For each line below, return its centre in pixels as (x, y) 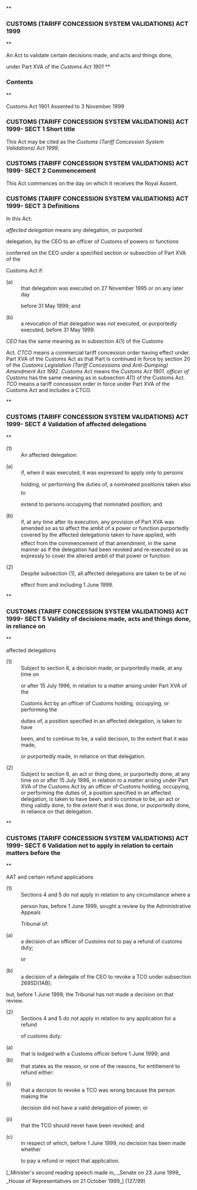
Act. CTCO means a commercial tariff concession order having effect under (98, 353)
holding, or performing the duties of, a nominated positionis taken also (106, 484)
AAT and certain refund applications (50, 877)
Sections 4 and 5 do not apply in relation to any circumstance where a (106, 895)
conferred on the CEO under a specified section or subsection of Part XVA (96, 253)
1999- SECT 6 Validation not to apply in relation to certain (90, 846)
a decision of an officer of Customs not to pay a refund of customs (101, 942)
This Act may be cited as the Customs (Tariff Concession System (85, 141)
